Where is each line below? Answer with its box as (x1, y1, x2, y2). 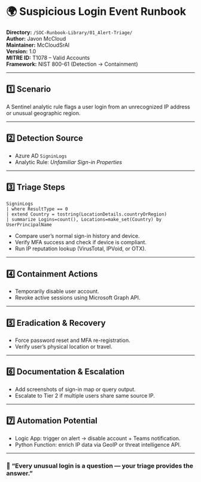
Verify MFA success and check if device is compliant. (14, 239, 147, 246)
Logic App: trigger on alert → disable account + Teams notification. (14, 435, 181, 442)
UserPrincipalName (6, 222, 52, 228)
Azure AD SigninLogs (14, 152, 67, 159)
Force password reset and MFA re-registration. (14, 337, 130, 344)
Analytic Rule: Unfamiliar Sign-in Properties (14, 158, 123, 165)
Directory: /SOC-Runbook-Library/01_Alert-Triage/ (6, 28, 133, 36)
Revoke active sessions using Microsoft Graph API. (14, 294, 141, 301)
